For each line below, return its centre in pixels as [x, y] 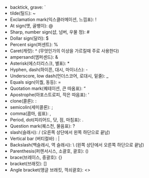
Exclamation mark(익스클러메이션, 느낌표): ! [53, 19]
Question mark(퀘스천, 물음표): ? [42, 126]
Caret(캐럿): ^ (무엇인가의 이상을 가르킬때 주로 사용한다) [64, 51]
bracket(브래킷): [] [28, 163]
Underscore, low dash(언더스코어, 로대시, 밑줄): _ [59, 76]
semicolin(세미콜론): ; [31, 107]
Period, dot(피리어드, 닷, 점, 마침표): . [47, 120]
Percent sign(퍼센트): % [34, 44]
